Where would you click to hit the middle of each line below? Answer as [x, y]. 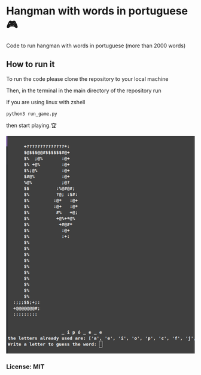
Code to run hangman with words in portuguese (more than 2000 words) [96, 46]
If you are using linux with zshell [46, 102]
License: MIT [25, 367]
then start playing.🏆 [31, 125]
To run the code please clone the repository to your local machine [87, 78]
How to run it [31, 64]
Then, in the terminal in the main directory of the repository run [84, 90]
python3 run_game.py [32, 114]
